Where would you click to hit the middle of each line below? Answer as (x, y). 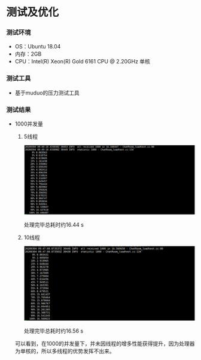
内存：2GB (28, 54)
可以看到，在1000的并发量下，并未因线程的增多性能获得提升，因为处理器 (105, 344)
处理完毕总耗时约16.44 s (54, 224)
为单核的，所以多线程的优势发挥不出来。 (65, 351)
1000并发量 (29, 124)
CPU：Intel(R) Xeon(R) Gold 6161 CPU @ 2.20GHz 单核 (83, 62)
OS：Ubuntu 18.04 (38, 47)
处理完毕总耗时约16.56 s (54, 331)
